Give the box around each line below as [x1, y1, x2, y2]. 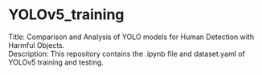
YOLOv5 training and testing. [8, 57, 104, 67]
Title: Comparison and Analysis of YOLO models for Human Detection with [8, 32, 255, 41]
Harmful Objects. [8, 40, 65, 49]
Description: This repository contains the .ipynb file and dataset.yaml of [8, 49, 245, 58]
